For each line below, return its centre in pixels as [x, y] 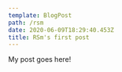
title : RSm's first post [49, 37]
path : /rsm [26, 23]
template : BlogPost [40, 15]
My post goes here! [40, 59]
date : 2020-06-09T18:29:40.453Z [61, 30]
